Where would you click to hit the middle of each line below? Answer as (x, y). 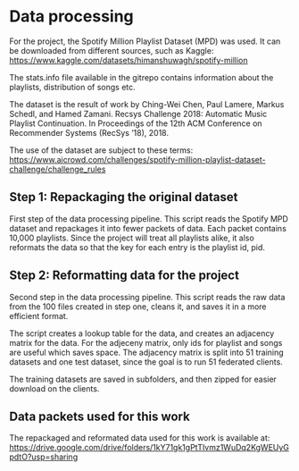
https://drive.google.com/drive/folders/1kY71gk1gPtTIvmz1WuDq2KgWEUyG (149, 448)
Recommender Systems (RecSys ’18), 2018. (89, 132)
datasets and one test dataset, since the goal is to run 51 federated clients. (146, 362)
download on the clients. (54, 388)
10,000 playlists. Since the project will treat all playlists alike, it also (132, 238)
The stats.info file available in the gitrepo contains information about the (141, 77)
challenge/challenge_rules (58, 169)
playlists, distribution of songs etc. (72, 87)
